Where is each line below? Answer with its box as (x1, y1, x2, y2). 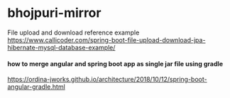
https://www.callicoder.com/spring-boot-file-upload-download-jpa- (7, 35, 206, 44)
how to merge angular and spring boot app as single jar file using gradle (7, 59, 224, 68)
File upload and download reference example (7, 28, 140, 37)
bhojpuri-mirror (7, 5, 102, 21)
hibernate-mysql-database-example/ (7, 43, 116, 51)
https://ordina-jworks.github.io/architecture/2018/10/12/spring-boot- (7, 75, 207, 84)
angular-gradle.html (7, 82, 65, 91)
